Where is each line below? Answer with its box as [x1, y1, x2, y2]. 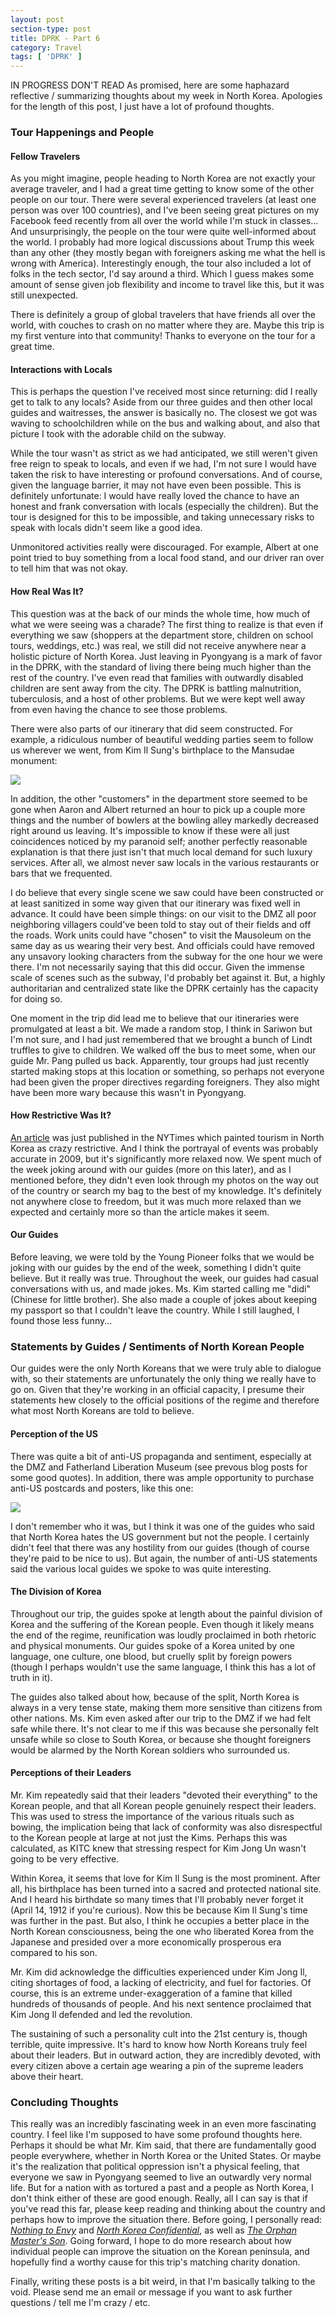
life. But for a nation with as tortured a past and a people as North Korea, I [10, 2182, 314, 2194]
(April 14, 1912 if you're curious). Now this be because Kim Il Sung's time [10, 1904, 308, 1916]
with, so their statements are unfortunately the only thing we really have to [10, 1373, 317, 1385]
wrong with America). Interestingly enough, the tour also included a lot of [10, 257, 312, 270]
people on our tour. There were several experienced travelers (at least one [10, 194, 317, 206]
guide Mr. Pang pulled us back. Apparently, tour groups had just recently [10, 1054, 310, 1066]
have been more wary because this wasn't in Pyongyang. [10, 1086, 247, 1098]
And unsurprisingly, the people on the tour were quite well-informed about [10, 226, 317, 238]
